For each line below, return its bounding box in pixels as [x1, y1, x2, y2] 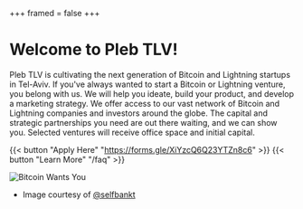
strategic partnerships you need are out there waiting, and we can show [9, 117, 278, 128]
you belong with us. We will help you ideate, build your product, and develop [9, 88, 295, 99]
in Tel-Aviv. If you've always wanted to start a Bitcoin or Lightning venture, [9, 79, 286, 90]
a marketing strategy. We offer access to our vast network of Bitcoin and [9, 98, 280, 109]
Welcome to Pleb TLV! [9, 40, 178, 60]
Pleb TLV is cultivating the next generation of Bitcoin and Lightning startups [9, 69, 291, 80]
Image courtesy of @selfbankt [22, 189, 136, 200]
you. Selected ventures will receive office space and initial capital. [9, 127, 255, 138]
